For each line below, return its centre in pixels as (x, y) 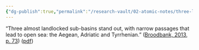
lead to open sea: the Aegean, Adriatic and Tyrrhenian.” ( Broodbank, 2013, (97, 34)
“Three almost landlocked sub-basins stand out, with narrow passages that (97, 28)
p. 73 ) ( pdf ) (20, 41)
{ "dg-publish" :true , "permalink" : (47, 11)
